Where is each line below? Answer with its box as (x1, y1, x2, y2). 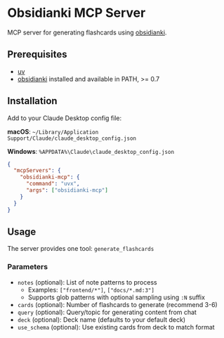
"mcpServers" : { (13, 167, 61, 174)
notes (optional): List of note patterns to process (17, 278, 157, 286)
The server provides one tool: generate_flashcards (7, 245, 154, 253)
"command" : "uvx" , (25, 181, 80, 188)
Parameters (7, 262, 48, 272)
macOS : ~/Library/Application (7, 127, 99, 136)
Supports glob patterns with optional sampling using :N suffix (27, 293, 206, 301)
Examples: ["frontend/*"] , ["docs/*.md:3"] (27, 285, 154, 294)
